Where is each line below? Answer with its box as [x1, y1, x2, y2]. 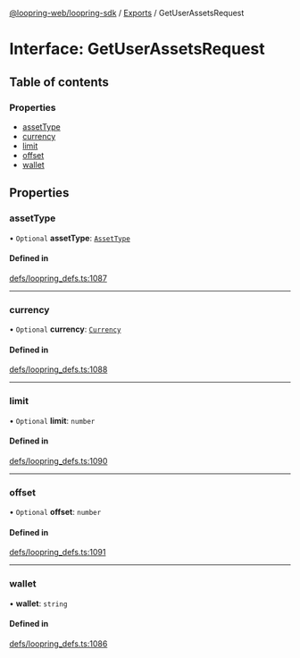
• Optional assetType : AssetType [9, 232, 131, 243]
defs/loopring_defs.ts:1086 [9, 638, 108, 649]
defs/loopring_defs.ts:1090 [9, 455, 108, 466]
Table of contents [9, 74, 109, 89]
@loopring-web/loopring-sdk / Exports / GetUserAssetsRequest [9, 8, 245, 18]
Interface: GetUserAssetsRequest [9, 39, 265, 59]
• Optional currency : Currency [9, 324, 121, 334]
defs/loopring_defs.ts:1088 [9, 364, 108, 375]
